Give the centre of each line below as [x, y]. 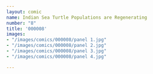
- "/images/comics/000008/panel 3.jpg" [57, 51]
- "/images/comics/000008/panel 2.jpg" [57, 46]
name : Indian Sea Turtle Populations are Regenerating [77, 17]
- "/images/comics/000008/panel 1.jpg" [57, 40]
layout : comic [24, 12]
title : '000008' [27, 29]
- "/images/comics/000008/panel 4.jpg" [57, 57]
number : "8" [21, 23]
